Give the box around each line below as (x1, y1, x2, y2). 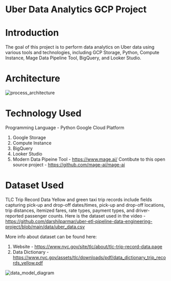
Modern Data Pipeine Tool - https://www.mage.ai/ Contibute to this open (12, 156, 166, 162)
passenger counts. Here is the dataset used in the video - (25, 212, 146, 219)
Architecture (5, 73, 60, 84)
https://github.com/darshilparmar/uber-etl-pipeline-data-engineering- (5, 218, 153, 224)
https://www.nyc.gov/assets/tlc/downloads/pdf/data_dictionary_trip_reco (12, 254, 166, 261)
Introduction (5, 27, 59, 39)
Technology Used (5, 107, 82, 119)
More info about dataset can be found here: (5, 233, 97, 240)
